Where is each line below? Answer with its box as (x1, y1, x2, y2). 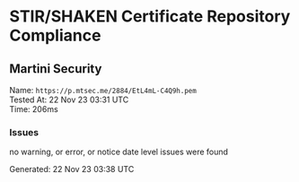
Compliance (9, 25, 101, 46)
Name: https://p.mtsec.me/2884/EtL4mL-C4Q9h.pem (9, 85, 198, 95)
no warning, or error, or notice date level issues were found (9, 146, 229, 158)
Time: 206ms (9, 104, 58, 114)
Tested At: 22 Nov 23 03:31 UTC (9, 94, 129, 105)
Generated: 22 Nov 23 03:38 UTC (9, 164, 135, 175)
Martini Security (9, 61, 102, 76)
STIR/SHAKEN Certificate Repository (9, 6, 291, 27)
